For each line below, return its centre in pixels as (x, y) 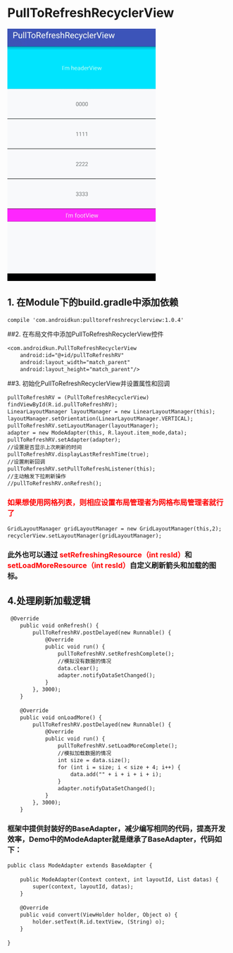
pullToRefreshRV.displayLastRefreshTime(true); (78, 454)
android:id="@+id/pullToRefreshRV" (72, 355)
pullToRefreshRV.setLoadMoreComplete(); (118, 746)
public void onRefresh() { (59, 625)
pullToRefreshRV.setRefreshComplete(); (116, 654)
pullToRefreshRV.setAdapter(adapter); (64, 440)
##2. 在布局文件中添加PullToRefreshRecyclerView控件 (86, 334)
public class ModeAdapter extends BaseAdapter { (80, 866)
